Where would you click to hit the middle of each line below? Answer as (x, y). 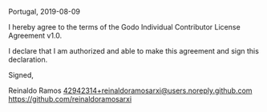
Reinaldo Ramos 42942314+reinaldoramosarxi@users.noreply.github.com (130, 90)
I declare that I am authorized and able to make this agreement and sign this (133, 51)
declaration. (28, 60)
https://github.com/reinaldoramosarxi (70, 99)
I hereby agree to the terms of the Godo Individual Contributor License (124, 27)
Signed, (21, 75)
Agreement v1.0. (35, 36)
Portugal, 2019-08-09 (44, 12)
